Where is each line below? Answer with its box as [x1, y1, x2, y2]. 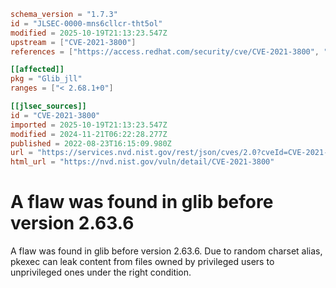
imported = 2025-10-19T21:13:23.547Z [10, 120, 168, 130]
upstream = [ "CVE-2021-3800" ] [10, 37, 137, 47]
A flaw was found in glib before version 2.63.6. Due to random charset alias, [10, 245, 323, 257]
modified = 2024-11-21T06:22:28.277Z [10, 129, 168, 139]
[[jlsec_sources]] [10, 101, 87, 111]
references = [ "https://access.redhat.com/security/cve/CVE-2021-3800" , [10, 46, 320, 57]
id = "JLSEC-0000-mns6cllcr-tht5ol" [10, 18, 163, 29]
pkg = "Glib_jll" [10, 74, 83, 84]
